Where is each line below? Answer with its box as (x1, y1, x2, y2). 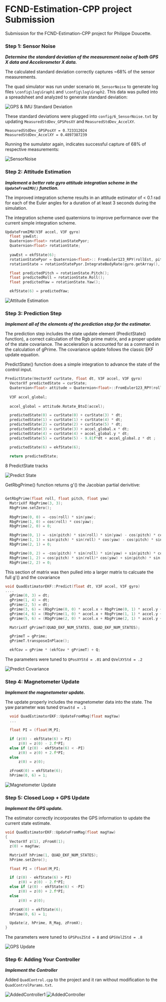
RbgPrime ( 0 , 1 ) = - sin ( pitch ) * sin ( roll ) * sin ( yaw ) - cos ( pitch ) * (9, 533, 156, 538)
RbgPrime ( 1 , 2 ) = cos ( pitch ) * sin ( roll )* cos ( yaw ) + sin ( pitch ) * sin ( (9, 555, 163, 560)
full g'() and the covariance (5, 574, 60, 580)
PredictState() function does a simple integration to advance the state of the (5, 361, 160, 367)
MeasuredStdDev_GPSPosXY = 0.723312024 (5, 128, 87, 133)
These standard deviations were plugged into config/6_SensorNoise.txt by (5, 113, 158, 119)
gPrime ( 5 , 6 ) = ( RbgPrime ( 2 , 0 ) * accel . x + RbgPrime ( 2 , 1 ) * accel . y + (9, 616, 163, 621)
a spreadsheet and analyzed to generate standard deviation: (5, 94, 128, 100)
